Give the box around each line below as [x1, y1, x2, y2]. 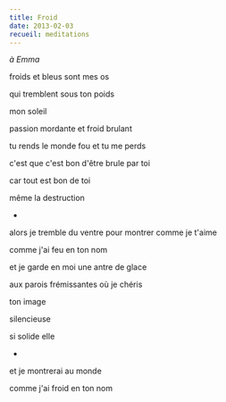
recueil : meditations [9, 29, 90, 38]
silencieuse [9, 314, 51, 324]
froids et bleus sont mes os [9, 71, 110, 82]
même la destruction [9, 193, 85, 204]
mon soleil [9, 106, 47, 117]
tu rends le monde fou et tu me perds [9, 140, 146, 152]
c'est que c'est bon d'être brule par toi [9, 158, 150, 169]
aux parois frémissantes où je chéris [9, 279, 143, 290]
